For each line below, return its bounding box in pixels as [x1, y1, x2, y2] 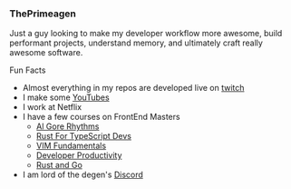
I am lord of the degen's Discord [22, 169, 143, 180]
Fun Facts [9, 65, 46, 75]
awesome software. [9, 47, 83, 58]
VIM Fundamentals [35, 140, 107, 152]
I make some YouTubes [22, 92, 111, 103]
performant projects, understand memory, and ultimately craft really [9, 37, 263, 48]
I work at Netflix [22, 102, 82, 113]
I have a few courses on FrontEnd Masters [22, 112, 180, 123]
